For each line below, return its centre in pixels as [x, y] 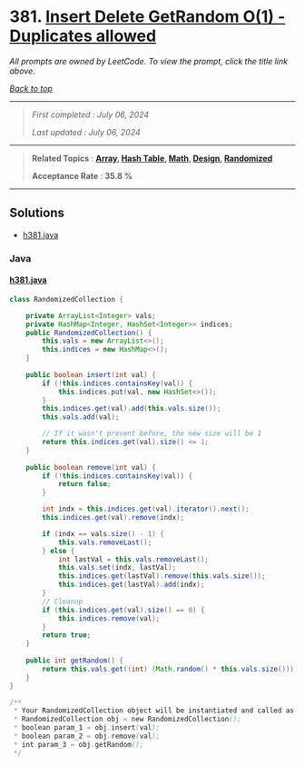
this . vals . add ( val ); [81, 417]
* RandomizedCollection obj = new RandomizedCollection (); [128, 720]
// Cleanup [63, 602]
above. [22, 71]
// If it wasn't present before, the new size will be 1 [152, 433]
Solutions [37, 213]
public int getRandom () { [75, 661]
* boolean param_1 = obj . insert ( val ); [87, 728]
